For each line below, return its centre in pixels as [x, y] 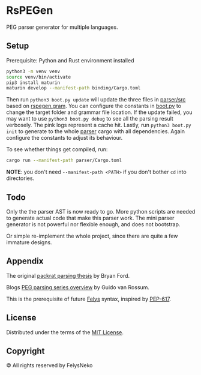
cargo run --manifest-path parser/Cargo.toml [64, 160]
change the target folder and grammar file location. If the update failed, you [100, 112]
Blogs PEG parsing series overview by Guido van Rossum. [78, 287]
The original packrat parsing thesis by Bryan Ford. [68, 275]
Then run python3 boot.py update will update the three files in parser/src [96, 100]
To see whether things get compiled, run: [57, 149]
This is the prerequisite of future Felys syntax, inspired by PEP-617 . [88, 299]
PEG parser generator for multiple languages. [62, 27]
